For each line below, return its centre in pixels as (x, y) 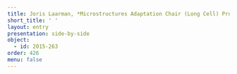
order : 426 (23, 54)
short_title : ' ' (33, 20)
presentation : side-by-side (49, 33)
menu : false (25, 60)
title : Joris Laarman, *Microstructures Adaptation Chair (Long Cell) (113, 14)
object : (19, 40)
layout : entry (28, 27)
